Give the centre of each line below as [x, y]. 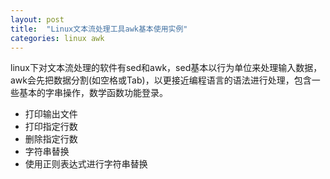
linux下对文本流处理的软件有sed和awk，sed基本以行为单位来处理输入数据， [166, 68]
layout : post [37, 19]
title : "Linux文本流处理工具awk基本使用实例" [99, 29]
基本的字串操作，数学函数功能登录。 [93, 93]
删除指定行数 [51, 139]
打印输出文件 [51, 114]
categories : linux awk [57, 38]
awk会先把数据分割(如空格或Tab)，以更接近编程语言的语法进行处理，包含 [161, 80]
